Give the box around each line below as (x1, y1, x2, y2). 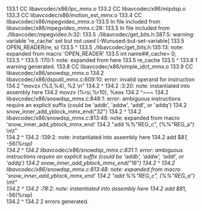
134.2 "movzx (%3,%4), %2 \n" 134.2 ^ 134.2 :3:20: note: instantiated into (6, 82, 190, 89)
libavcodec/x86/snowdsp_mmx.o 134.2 (6, 70, 104, 76)
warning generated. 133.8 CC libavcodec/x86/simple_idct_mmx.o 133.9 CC (6, 63, 193, 70)
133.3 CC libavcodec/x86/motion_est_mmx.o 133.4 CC (6, 11, 142, 19)
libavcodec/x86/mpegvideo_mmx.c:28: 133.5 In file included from (6, 24, 170, 31)
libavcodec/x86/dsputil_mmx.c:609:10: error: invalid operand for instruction (6, 76, 195, 83)
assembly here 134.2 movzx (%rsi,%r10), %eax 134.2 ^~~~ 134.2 (6, 89, 168, 96)
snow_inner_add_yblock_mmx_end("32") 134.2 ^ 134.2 (6, 108, 142, 115)
